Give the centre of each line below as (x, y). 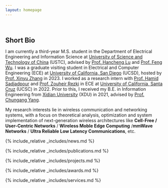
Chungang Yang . (23, 100)
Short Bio (20, 40)
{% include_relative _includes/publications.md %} (57, 151)
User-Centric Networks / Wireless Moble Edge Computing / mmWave (79, 126)
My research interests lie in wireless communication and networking (76, 109)
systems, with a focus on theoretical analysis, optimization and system (79, 115)
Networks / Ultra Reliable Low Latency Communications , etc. (70, 131)
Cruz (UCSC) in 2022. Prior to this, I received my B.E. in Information (76, 89)
